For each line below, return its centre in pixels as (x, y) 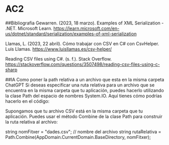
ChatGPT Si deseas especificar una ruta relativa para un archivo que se (80, 85)
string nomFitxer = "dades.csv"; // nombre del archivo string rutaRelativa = (83, 132)
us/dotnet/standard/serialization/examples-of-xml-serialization (71, 34)
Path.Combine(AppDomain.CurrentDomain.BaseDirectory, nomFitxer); (78, 137)
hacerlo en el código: (27, 101)
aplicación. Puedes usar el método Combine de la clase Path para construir (84, 116)
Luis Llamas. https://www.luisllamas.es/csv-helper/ (59, 49)
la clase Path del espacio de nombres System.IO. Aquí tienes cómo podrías (84, 96)
